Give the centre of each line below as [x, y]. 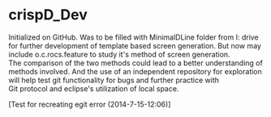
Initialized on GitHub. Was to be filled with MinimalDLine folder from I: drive [134, 37]
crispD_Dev [48, 15]
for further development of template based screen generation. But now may [135, 45]
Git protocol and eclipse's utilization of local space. [94, 88]
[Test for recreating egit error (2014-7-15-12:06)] [90, 104]
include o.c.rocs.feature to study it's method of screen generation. [119, 54]
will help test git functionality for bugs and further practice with [114, 80]
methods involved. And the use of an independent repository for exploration [135, 71]
